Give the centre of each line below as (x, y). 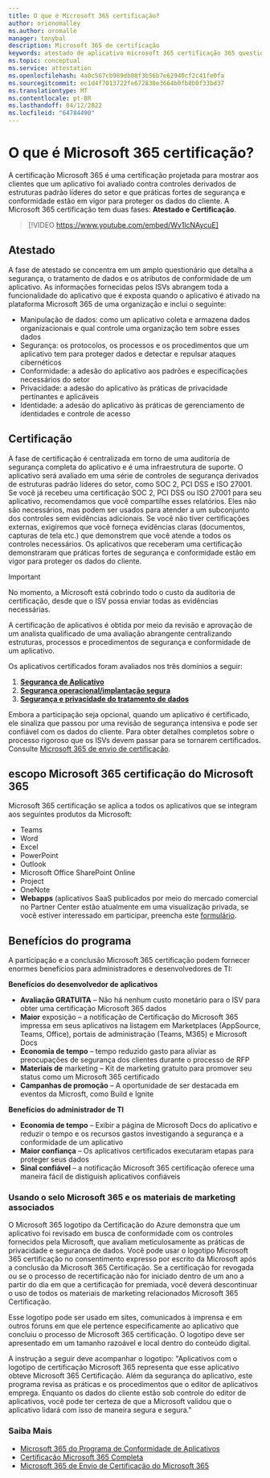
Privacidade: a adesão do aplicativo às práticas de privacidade (124, 388)
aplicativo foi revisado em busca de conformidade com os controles (121, 1233)
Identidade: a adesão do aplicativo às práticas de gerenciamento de (132, 405)
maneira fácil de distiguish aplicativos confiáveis (100, 1177)
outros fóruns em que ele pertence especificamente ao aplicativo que (124, 1326)
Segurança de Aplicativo (62, 682)
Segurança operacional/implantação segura (95, 690)
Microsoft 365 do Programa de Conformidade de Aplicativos (120, 1448)
